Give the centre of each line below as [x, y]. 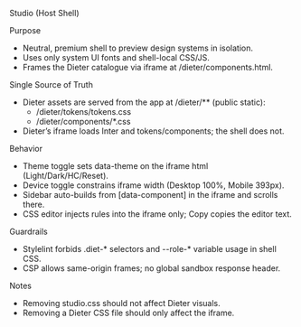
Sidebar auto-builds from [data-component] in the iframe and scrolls [150, 195]
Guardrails [28, 231]
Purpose [25, 30]
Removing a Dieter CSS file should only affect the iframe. [128, 313]
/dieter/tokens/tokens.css [84, 112]
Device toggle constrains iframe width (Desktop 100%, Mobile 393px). [153, 185]
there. [33, 204]
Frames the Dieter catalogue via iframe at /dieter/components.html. [148, 67]
